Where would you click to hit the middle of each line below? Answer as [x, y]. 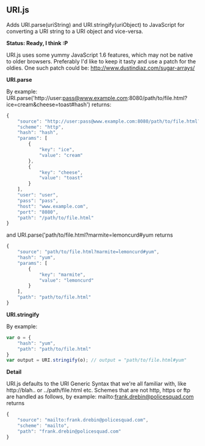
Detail [14, 372]
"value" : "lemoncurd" [67, 280]
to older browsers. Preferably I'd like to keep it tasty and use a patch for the [101, 61]
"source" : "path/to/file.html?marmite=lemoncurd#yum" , [88, 252]
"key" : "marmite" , [62, 275]
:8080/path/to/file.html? [157, 98]
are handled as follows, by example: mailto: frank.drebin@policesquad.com [100, 397]
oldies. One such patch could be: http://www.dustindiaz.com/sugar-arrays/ [101, 68]
